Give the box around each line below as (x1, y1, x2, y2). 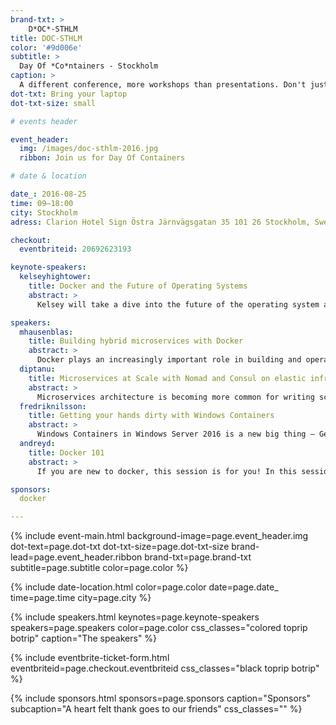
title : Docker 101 (28, 447, 105, 458)
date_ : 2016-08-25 (10, 189, 87, 199)
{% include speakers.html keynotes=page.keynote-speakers (10, 611, 260, 623)
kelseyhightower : (19, 272, 92, 282)
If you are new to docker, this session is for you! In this (36, 466, 298, 476)
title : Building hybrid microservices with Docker (28, 336, 244, 346)
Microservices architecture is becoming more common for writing (36, 392, 315, 402)
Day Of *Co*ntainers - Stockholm (19, 61, 159, 71)
